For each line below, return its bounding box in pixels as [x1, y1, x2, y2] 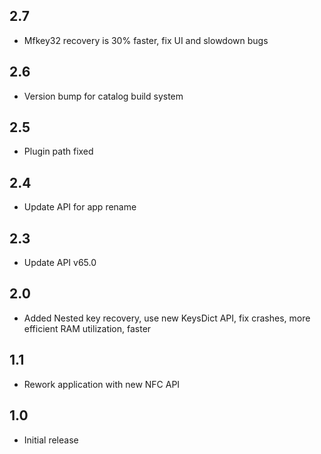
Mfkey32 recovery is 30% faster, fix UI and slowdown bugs [23, 34, 269, 46]
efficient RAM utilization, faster [23, 322, 152, 334]
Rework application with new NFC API [23, 378, 181, 390]
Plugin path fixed [23, 145, 94, 158]
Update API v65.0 [23, 257, 97, 269]
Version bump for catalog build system [23, 90, 184, 102]
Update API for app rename [23, 201, 137, 213]
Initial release [23, 434, 79, 446]
